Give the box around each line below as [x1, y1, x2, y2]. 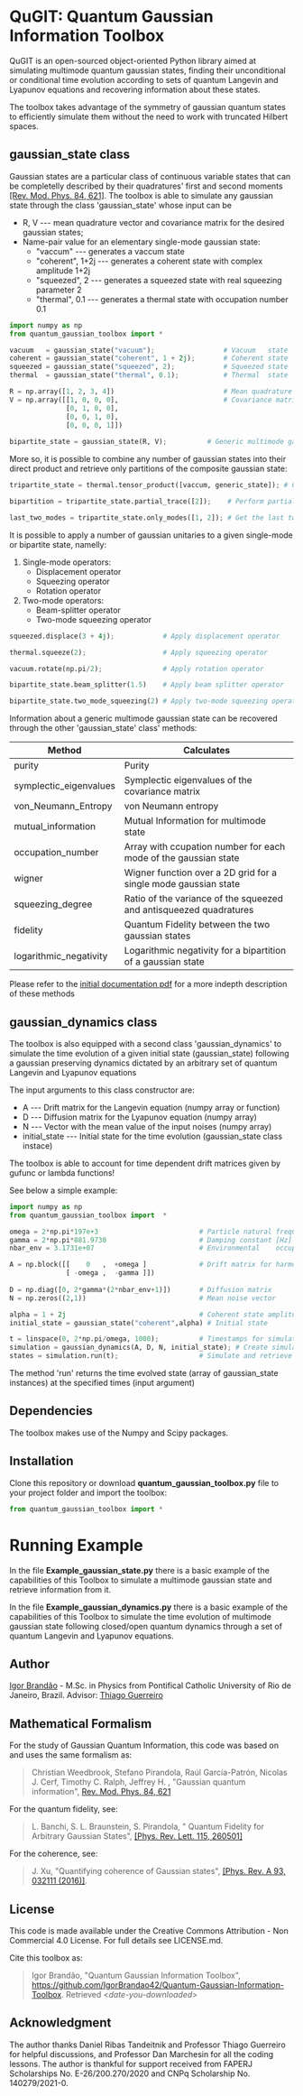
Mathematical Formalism [9, 1716, 152, 1731]
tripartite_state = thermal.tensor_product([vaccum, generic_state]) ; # [9, 481, 289, 490]
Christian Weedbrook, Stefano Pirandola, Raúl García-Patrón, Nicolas [31, 1767, 288, 1778]
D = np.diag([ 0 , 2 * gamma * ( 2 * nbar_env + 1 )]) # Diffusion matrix [9, 1285, 272, 1294]
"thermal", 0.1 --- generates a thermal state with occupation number [35, 293, 289, 304]
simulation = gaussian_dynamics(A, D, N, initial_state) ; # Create [9, 1343, 269, 1353]
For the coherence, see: [9, 1848, 98, 1860]
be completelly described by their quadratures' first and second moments [9, 180, 283, 191]
